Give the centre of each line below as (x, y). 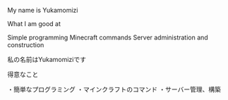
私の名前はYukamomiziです (47, 60)
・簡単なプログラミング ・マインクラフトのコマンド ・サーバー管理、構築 (114, 89)
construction (26, 45)
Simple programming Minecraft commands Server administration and (108, 37)
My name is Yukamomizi (43, 10)
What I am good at (34, 24)
